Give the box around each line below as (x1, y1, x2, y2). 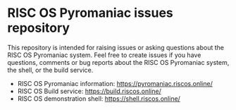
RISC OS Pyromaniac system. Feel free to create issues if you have (7, 51, 201, 59)
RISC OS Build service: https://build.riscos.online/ (17, 87, 162, 95)
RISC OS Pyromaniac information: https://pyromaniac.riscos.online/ (17, 79, 213, 87)
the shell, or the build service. (7, 66, 94, 74)
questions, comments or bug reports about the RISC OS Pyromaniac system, (7, 58, 230, 66)
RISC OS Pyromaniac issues (7, 5, 174, 21)
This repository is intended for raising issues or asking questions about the (7, 43, 224, 51)
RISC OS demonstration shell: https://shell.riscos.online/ (17, 94, 181, 103)
